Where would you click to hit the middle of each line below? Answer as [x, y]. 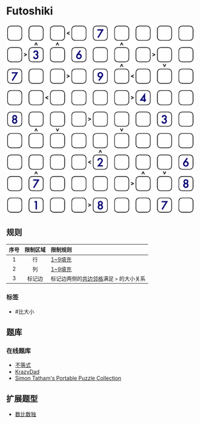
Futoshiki [30, 11]
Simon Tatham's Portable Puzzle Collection [68, 378]
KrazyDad [27, 372]
